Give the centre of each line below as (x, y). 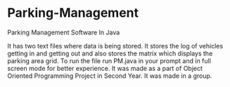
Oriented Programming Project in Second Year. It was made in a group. (110, 76)
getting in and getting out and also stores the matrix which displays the (110, 53)
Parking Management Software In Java (64, 32)
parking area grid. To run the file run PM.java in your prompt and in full (109, 60)
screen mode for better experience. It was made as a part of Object (105, 68)
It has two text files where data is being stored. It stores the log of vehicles (115, 46)
